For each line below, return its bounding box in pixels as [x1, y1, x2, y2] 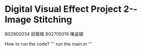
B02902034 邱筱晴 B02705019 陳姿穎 [5, 31, 84, 37]
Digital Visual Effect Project [5, 3, 122, 15]
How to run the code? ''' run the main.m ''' [5, 41, 93, 47]
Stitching [33, 14, 73, 25]
